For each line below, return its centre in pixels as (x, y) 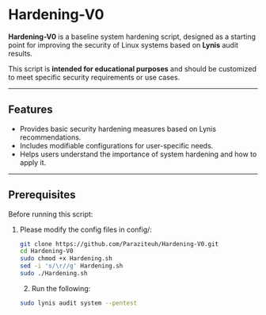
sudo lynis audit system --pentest (78, 303)
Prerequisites (42, 195)
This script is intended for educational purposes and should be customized (133, 68)
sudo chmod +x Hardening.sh (66, 259)
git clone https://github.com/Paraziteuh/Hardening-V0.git (119, 244)
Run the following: (61, 288)
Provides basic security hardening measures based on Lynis (118, 129)
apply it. (33, 162)
